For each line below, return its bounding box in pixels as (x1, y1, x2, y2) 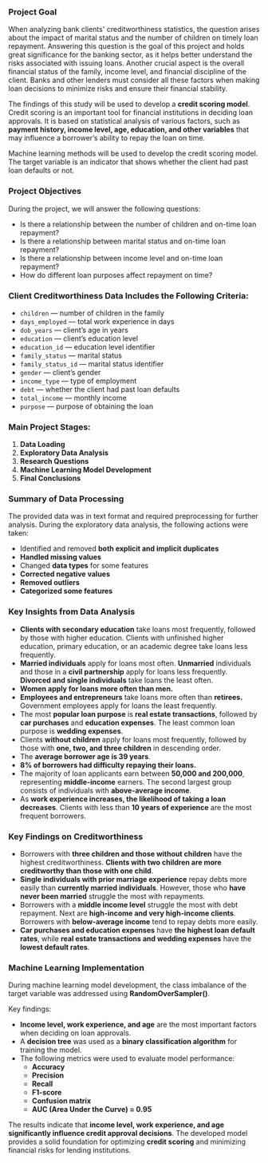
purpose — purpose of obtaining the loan (19, 402, 154, 411)
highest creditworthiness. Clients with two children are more (19, 857, 222, 868)
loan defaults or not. (8, 166, 75, 176)
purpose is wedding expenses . (19, 726, 124, 736)
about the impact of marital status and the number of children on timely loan (8, 33, 258, 42)
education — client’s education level (19, 334, 138, 343)
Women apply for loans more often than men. (19, 683, 174, 693)
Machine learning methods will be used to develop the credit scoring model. (8, 148, 258, 158)
